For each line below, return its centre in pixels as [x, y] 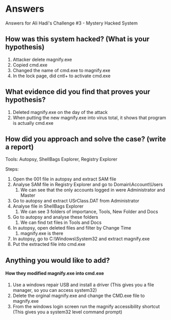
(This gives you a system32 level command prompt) [68, 312]
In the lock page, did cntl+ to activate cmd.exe [62, 76]
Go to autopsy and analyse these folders [56, 217]
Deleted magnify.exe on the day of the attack [60, 112]
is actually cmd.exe [33, 123]
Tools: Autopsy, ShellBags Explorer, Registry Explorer [61, 159]
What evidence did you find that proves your [78, 92]
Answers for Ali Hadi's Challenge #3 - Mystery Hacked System [72, 23]
